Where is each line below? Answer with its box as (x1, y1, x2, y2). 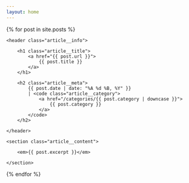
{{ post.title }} (38, 58, 83, 64)
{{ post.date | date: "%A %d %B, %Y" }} (28, 85, 131, 91)
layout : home (6, 9, 39, 15)
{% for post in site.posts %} (6, 26, 76, 33)
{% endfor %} (6, 170, 41, 178)
